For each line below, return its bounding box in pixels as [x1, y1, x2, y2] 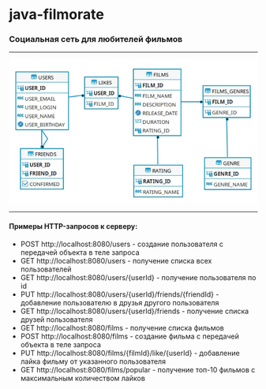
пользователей [20, 264, 72, 274]
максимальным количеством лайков [20, 373, 145, 383]
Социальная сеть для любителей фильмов [9, 34, 183, 45]
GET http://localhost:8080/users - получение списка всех [20, 256, 212, 265]
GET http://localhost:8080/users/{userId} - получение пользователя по [20, 272, 257, 282]
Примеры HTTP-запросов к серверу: [9, 221, 138, 230]
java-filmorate [9, 6, 105, 24]
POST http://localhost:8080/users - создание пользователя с [20, 239, 224, 249]
